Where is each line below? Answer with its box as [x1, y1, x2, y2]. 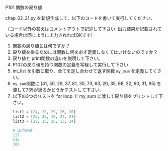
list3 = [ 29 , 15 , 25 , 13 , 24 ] [12, 119, 76, 124]
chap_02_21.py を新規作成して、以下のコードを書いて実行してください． [5, 15, 155, 21]
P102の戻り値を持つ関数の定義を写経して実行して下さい [12, 62, 128, 67]
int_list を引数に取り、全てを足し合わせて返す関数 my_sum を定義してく [12, 68, 157, 74]
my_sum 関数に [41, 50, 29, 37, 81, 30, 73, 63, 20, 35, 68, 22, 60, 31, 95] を [12, 81, 162, 87]
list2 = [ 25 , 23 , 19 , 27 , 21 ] [12, 114, 76, 119]
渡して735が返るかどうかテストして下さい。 [12, 87, 104, 93]
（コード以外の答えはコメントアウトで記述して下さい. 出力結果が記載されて [5, 26, 162, 32]
